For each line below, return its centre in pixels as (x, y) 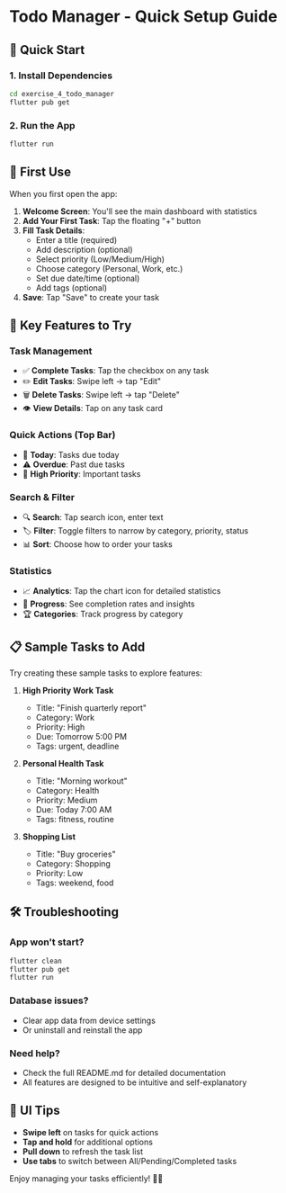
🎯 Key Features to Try (71, 325)
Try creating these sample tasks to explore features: (106, 673)
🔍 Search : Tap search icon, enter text (93, 517)
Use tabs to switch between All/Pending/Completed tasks (130, 1161)
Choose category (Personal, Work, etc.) (109, 268)
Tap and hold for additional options (87, 1142)
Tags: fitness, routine (75, 819)
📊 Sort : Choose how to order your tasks (97, 544)
